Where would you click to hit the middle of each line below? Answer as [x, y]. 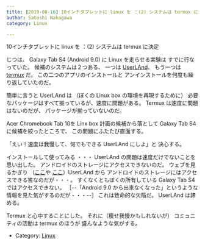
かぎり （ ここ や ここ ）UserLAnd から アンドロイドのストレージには [96, 172]
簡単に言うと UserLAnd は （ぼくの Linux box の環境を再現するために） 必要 [103, 96]
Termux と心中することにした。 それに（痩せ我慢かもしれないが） [89, 216]
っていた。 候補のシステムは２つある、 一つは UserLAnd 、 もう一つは [94, 67]
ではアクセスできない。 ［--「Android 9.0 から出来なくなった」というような [102, 188]
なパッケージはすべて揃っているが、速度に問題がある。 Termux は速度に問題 [102, 103]
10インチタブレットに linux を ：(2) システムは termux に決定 [83, 47]
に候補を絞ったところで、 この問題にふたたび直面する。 [77, 131]
